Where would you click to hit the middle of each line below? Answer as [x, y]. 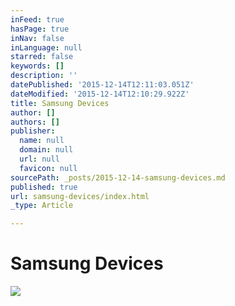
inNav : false [37, 38]
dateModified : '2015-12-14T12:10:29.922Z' [100, 94]
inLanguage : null [46, 47]
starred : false [42, 57]
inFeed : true [37, 19]
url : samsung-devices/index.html [80, 196]
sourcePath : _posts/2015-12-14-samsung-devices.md [118, 177]
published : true [44, 187]
